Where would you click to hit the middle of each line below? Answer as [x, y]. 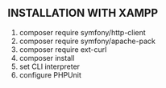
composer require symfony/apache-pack [87, 41]
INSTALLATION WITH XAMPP [83, 13]
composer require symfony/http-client [82, 32]
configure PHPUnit [50, 74]
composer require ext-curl [63, 49]
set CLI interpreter [50, 66]
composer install [47, 58]
